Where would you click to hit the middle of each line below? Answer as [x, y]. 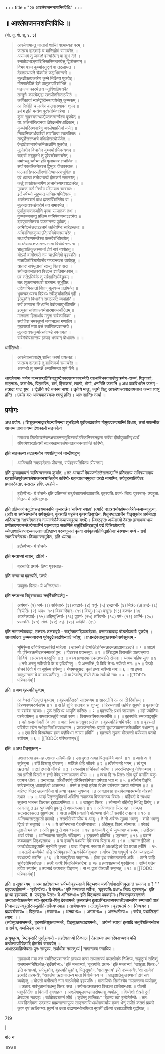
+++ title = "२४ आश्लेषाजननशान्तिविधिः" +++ [44, 8]
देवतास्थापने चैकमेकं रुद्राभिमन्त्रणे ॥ [44, 72]
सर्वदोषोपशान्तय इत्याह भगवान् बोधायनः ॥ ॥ [50, 338]
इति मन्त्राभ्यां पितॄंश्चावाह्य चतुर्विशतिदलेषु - [36, 595]
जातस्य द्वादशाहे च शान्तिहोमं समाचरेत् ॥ [47, 50]
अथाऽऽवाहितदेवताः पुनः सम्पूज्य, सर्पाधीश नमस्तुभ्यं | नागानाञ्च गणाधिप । [60, 949]
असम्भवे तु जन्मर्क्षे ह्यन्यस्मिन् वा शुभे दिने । [49, 56]
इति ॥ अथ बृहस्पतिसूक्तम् [24, 690]
